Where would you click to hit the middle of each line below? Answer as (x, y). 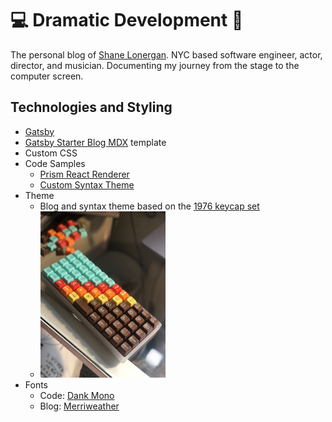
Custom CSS (51, 153)
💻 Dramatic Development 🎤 (127, 20)
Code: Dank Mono (77, 396)
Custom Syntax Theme (87, 184)
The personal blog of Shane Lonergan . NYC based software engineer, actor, (166, 54)
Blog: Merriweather (79, 406)
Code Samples (55, 163)
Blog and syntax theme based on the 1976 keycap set (149, 206)
